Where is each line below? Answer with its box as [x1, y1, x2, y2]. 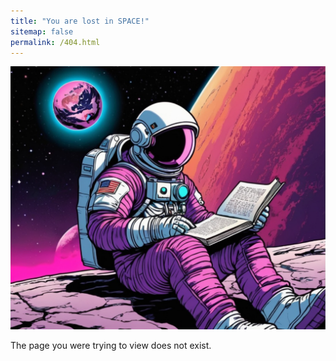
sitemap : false [10, 26, 74, 37]
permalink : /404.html [10, 37, 101, 47]
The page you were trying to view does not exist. [10, 339, 212, 351]
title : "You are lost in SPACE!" [10, 16, 150, 26]
